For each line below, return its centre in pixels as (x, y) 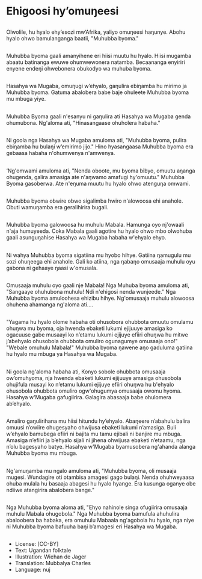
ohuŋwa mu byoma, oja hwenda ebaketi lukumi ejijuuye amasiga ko (90, 328)
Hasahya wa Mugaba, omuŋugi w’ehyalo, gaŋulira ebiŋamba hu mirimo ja (97, 86)
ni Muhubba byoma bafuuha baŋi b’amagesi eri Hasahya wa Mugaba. (92, 527)
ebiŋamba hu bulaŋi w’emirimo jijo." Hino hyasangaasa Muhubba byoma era (100, 147)
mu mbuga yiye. (26, 99)
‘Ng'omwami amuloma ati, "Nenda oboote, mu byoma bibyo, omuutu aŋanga (101, 171)
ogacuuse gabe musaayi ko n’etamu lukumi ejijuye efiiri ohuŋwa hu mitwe (97, 335)
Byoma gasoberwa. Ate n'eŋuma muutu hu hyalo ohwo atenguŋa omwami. (98, 183)
